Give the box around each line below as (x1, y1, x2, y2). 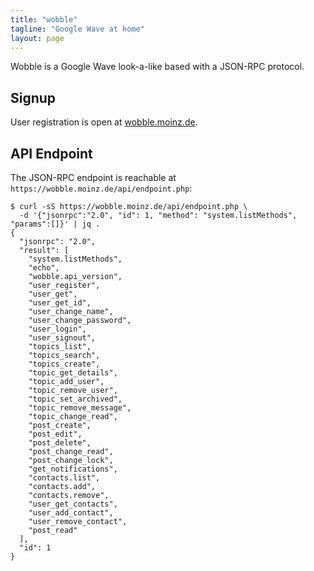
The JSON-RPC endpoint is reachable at (10, 172, 177, 183)
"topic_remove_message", (28, 403, 132, 413)
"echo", (28, 263, 60, 273)
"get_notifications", (28, 464, 118, 474)
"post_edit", (28, 429, 83, 439)
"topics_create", (28, 359, 101, 369)
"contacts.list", (28, 473, 101, 483)
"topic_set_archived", (28, 394, 123, 404)
